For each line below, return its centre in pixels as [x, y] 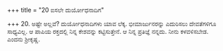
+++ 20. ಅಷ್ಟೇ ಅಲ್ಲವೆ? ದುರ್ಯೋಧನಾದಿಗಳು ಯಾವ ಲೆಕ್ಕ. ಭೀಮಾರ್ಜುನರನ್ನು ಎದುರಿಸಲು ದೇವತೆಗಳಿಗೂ [112, 24]
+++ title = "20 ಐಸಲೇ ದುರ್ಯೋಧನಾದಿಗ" [56, 10]
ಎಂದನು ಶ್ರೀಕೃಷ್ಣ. [24, 39]
